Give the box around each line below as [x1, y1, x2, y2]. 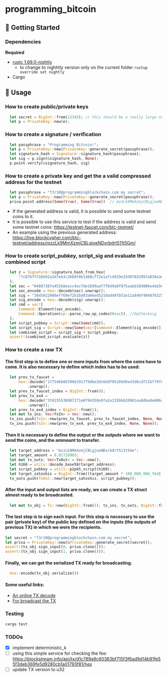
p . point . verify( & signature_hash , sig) [9, 161, 90, 166]
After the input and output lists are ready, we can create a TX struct [5, 487, 148, 493]
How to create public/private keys [5, 103, 88, 110]
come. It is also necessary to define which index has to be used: [5, 364, 140, 370]
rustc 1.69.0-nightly [12, 59, 52, 65]
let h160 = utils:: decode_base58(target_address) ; [9, 462, 117, 467]
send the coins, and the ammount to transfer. [5, 437, 100, 443]
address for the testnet [5, 178, 62, 185]
